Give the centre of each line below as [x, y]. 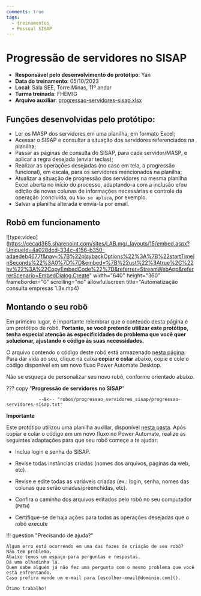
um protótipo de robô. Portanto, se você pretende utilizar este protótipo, [97, 328]
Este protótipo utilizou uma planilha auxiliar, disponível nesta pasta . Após [96, 427]
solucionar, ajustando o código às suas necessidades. [75, 340]
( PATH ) [22, 505]
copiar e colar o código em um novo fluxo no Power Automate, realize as [96, 433]
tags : [13, 17]
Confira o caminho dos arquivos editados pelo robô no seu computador [103, 499]
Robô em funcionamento [53, 223]
